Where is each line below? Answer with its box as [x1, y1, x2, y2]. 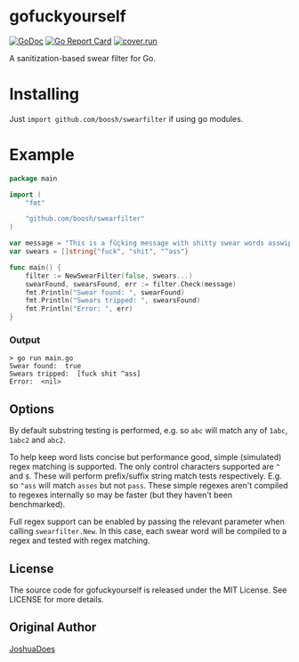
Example [9, 145, 75, 165]
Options [9, 401, 55, 416]
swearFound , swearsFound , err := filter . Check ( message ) [25, 279, 238, 288]
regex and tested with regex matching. [9, 536, 150, 546]
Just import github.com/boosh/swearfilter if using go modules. [9, 113, 244, 124]
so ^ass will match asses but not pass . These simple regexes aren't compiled [9, 480, 288, 491]
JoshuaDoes [9, 643, 56, 654]
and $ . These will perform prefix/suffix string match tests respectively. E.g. [9, 471, 282, 481]
